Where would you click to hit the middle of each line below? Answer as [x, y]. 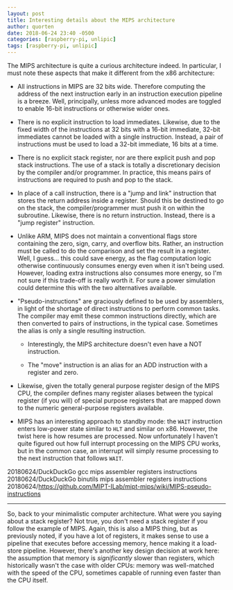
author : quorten [31, 26]
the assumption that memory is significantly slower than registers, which [111, 558]
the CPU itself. [28, 580]
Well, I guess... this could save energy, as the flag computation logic [114, 258]
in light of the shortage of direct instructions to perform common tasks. [119, 309]
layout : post [26, 14]
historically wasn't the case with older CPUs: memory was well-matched [111, 565]
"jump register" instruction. [56, 222]
